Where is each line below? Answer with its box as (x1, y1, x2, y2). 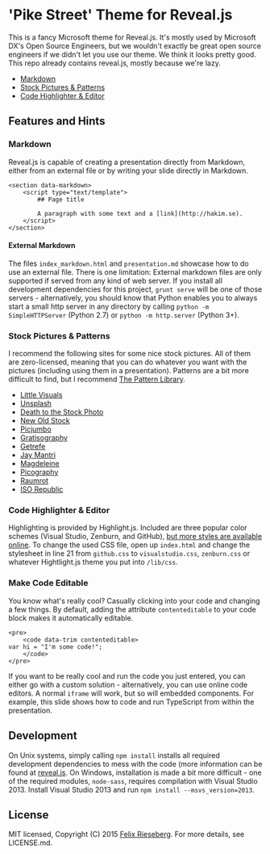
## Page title (37, 196, 85, 204)
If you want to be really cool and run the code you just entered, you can (8, 671, 246, 680)
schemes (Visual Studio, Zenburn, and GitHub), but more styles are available (8, 532, 263, 541)
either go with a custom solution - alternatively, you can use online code (8, 679, 248, 689)
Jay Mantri (19, 450, 56, 460)
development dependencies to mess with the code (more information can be (8, 759, 263, 768)
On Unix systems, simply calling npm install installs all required (8, 750, 220, 760)
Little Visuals (19, 390, 63, 400)
